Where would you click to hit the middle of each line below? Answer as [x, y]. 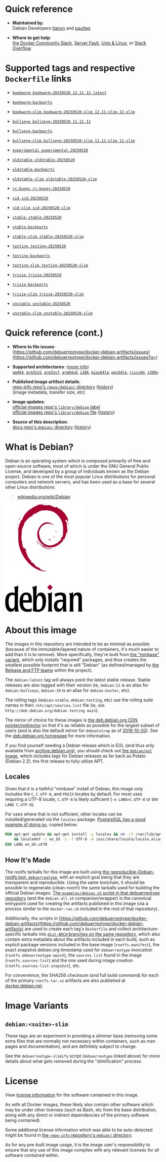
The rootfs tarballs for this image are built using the [57, 871]
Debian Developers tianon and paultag [51, 28]
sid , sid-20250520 [30, 198]
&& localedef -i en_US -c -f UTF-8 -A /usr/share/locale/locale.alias [88, 839]
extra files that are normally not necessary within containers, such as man [80, 1041]
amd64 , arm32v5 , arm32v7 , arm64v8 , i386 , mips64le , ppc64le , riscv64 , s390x [85, 372]
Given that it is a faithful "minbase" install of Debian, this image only [74, 788]
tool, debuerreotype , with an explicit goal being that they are [79, 877]
